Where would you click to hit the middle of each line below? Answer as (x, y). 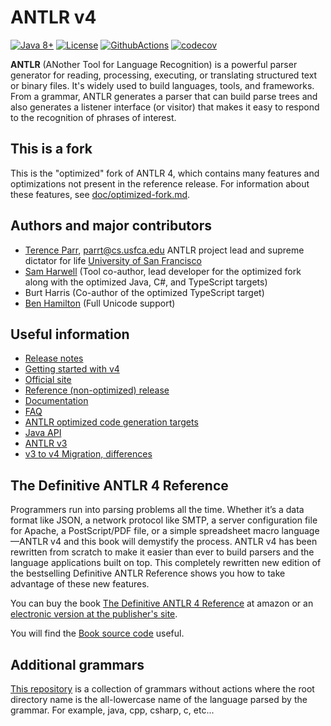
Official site (48, 380)
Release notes (54, 358)
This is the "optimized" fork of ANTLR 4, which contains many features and (165, 173)
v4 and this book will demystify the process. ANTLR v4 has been (184, 542)
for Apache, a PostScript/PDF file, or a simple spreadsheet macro (145, 531)
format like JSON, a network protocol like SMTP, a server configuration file (164, 520)
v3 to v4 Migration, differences (88, 454)
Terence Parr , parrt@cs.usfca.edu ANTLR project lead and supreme (164, 250)
